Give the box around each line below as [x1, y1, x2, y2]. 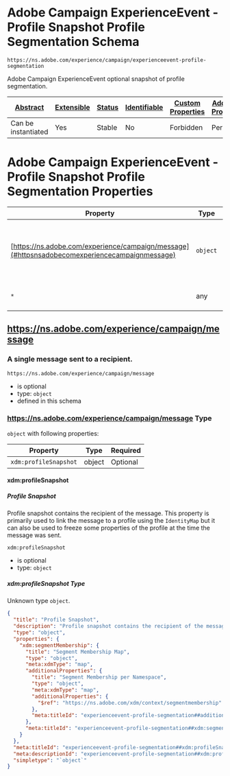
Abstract [14, 102, 44, 112]
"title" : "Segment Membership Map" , [25, 648, 130, 655]
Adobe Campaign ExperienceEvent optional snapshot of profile [7, 74, 185, 83]
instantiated [10, 127, 49, 137]
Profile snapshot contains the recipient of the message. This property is [7, 509, 209, 517]
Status [97, 102, 118, 112]
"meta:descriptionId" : [13, 750, 78, 757]
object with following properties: [7, 429, 99, 437]
